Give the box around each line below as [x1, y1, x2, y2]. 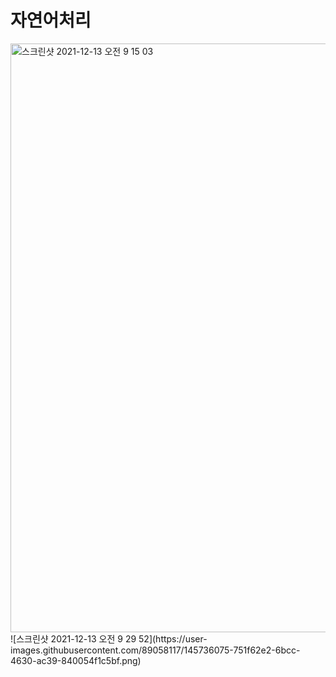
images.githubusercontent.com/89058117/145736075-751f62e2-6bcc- [10, 644, 301, 656]
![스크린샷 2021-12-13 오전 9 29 [10, 632, 137, 645]
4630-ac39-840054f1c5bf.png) [10, 654, 142, 666]
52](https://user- [138, 632, 208, 645]
